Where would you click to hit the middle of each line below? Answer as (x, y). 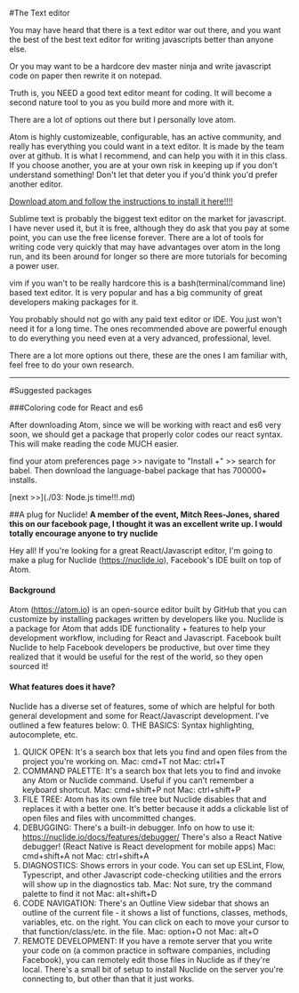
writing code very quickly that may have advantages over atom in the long (145, 247)
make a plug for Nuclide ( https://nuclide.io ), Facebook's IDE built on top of (145, 560)
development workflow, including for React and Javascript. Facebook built (145, 638)
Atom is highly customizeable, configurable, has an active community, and (145, 137)
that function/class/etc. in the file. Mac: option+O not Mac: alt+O (141, 932)
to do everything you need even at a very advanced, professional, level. (140, 338)
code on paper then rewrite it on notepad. (86, 76)
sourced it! (29, 666)
